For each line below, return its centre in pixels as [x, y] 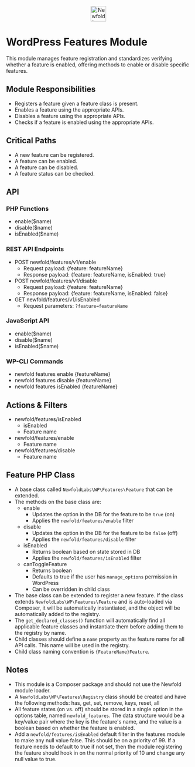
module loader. [32, 690]
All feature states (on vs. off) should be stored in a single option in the [99, 709]
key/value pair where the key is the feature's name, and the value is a [98, 721]
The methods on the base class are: [58, 502]
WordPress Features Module [77, 42]
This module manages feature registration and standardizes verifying [89, 58]
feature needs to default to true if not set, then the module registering [98, 746]
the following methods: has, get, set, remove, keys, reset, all [87, 703]
